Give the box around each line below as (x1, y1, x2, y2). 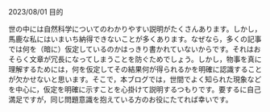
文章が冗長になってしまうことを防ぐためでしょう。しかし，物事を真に (29, 55, 262, 64)
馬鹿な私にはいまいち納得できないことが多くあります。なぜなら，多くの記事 (8, 35, 262, 44)
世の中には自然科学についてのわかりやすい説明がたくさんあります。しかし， (8, 24, 262, 34)
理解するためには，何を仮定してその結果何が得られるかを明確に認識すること (8, 64, 263, 74)
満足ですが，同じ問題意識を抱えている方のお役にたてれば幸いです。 (8, 95, 233, 104)
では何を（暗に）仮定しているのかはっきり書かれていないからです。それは (8, 44, 254, 54)
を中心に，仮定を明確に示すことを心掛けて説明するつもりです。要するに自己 (8, 85, 262, 94)
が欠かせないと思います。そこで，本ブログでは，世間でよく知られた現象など (8, 75, 262, 84)
